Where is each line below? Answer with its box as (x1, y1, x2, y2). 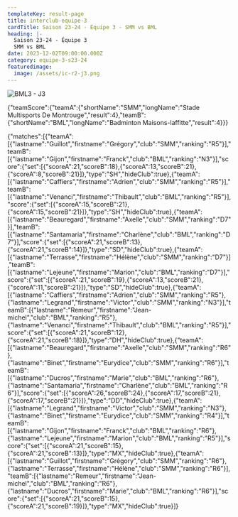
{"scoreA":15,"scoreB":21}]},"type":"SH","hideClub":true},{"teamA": (7, 207, 202, 216)
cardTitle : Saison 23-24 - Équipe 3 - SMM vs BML (7, 23, 158, 31)
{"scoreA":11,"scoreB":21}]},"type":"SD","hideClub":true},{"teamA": (7, 283, 202, 291)
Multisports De (7, 111, 51, 119)
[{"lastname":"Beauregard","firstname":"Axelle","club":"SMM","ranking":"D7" (7, 214, 232, 224)
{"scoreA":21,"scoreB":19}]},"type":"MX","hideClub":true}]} (7, 501, 179, 510)
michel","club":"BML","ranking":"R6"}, (7, 479, 118, 487)
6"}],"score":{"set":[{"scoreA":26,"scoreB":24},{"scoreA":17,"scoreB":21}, (7, 388, 221, 397)
